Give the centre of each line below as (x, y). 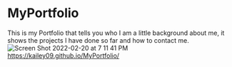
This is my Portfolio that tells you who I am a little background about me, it (116, 33)
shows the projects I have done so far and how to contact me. (98, 40)
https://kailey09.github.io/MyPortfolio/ (64, 56)
